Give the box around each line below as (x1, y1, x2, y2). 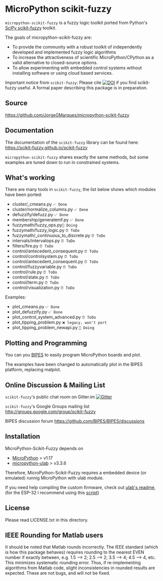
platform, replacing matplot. (5, 367, 61, 373)
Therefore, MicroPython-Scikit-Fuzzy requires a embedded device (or (5, 470, 147, 475)
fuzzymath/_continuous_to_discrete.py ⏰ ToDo (12, 232, 106, 239)
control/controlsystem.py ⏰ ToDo (12, 253, 79, 259)
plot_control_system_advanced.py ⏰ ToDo (12, 314, 96, 320)
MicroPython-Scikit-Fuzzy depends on (5, 445, 83, 451)
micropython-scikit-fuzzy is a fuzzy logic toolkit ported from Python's (5, 20, 148, 26)
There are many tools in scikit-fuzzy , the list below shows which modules (5, 187, 156, 193)
